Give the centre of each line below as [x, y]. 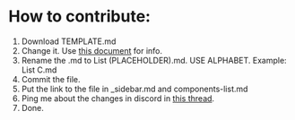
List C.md [39, 70]
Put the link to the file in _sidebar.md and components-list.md [134, 89]
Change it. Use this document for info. [92, 50]
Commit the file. [51, 79]
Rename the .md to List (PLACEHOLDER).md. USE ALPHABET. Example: [154, 60]
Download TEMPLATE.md [69, 41]
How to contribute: [80, 17]
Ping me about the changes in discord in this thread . [118, 98]
